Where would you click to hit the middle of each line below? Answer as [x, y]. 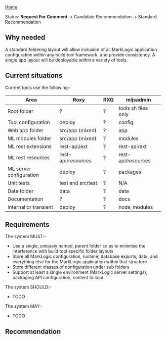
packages [130, 172]
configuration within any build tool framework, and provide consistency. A [80, 54]
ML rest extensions [30, 146]
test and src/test [78, 183]
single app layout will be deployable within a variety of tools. [66, 60]
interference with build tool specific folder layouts [63, 251]
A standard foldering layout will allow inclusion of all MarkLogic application [81, 49]
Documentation [25, 199]
